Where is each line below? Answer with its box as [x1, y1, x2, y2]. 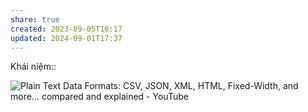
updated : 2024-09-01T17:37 [10, 33, 123, 43]
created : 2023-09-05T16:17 [10, 24, 123, 34]
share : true [10, 14, 60, 25]
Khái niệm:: [10, 61, 57, 73]
